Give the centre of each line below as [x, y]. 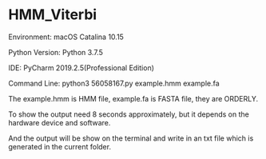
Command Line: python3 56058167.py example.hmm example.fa [114, 83]
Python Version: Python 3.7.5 [56, 52]
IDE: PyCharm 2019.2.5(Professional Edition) [81, 68]
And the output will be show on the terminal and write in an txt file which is [131, 138]
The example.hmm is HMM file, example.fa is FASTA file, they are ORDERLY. [133, 98]
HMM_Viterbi [53, 15]
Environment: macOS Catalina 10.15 [66, 37]
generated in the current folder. [60, 146]
